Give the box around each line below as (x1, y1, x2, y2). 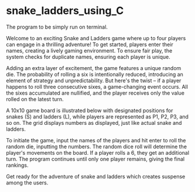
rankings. (6, 162, 29, 169)
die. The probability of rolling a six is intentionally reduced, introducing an (6, 71, 183, 78)
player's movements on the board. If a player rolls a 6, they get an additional (6, 149, 189, 156)
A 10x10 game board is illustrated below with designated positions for (6, 107, 173, 114)
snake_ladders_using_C (6, 4, 124, 18)
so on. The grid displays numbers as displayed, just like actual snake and (6, 119, 182, 126)
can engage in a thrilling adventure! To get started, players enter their (6, 41, 174, 48)
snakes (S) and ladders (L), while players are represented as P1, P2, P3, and (6, 113, 189, 120)
